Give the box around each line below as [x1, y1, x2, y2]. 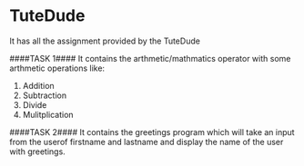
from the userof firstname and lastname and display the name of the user [9, 136, 284, 147]
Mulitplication [22, 109, 75, 120]
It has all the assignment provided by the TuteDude [9, 35, 200, 46]
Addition [22, 80, 55, 91]
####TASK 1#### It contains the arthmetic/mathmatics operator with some [9, 53, 291, 63]
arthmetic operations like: [9, 63, 106, 73]
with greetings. [9, 146, 66, 157]
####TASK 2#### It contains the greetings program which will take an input [9, 126, 295, 137]
